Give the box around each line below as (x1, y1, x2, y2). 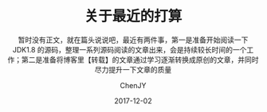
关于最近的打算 (84, 7, 183, 25)
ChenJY (120, 80, 147, 90)
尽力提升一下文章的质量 (94, 64, 172, 74)
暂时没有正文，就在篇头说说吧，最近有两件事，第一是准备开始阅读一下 (18, 35, 249, 44)
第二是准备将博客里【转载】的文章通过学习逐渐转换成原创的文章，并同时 (21, 55, 259, 64)
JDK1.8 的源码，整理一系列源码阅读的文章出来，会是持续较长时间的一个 (12, 44, 247, 54)
